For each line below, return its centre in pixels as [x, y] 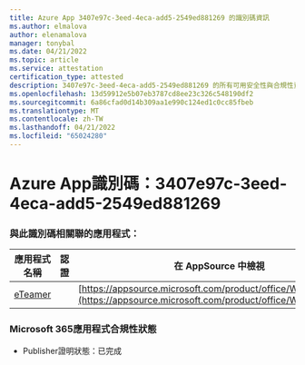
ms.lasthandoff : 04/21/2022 [63, 128]
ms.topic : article [44, 60]
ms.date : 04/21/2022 [49, 52]
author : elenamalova [49, 35]
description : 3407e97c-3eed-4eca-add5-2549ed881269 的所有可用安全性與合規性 [152, 85]
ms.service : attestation [56, 69]
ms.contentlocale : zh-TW [56, 119]
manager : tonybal [42, 43]
